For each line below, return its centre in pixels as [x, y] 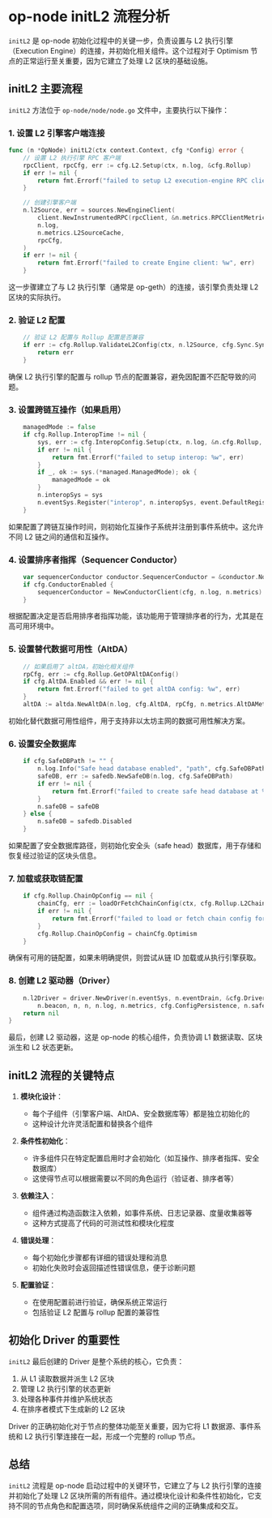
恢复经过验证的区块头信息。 [55, 855]
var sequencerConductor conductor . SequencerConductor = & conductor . [141, 577]
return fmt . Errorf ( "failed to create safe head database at [155, 791]
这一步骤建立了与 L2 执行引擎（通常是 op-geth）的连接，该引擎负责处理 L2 [134, 287]
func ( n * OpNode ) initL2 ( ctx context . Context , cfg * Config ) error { [126, 151]
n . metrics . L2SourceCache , [81, 233]
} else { [38, 814]
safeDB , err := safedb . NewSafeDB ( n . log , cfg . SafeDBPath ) [136, 776]
